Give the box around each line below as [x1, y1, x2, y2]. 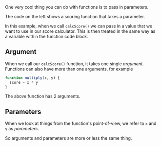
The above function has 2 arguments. [5, 93, 80, 99]
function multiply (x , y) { [5, 75, 60, 80]
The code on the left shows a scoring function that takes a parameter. [5, 14, 145, 19]
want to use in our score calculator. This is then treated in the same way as [5, 28, 156, 34]
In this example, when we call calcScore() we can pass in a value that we [5, 23, 153, 29]
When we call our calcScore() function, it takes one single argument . [5, 61, 144, 67]
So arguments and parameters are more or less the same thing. [5, 135, 132, 141]
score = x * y [9, 80, 38, 85]
